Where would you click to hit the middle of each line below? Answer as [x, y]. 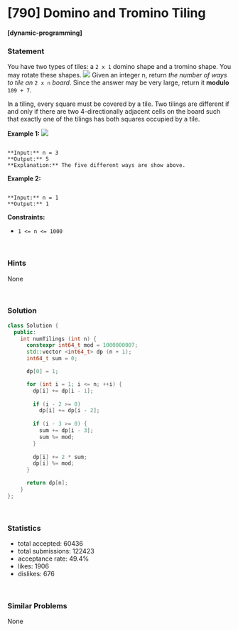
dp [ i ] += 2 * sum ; [60, 457]
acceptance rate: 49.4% [53, 559]
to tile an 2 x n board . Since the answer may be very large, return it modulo [118, 82]
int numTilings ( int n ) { [59, 339]
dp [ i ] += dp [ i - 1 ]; [63, 391]
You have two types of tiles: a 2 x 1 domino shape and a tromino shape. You [119, 67]
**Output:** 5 [28, 159]
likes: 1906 [33, 566]
